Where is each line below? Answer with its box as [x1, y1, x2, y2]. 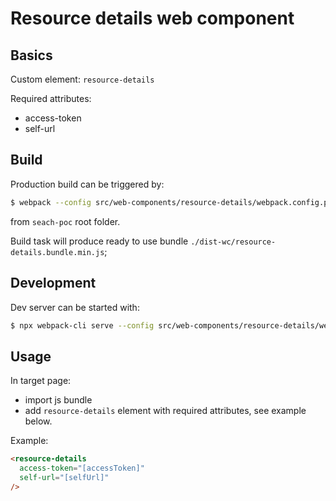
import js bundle [24, 394, 93, 406]
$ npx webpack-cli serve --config [10, 320, 155, 331]
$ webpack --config [10, 197, 92, 207]
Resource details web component [10, 7, 295, 30]
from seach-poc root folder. [10, 215, 121, 227]
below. [24, 415, 53, 427]
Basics [10, 47, 53, 64]
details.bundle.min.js [10, 247, 105, 257]
